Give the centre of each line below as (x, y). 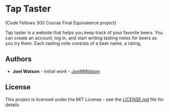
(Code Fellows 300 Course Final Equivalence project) (61, 23)
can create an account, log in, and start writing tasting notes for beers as (81, 38)
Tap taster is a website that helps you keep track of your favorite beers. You (84, 32)
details (12, 104)
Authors (18, 59)
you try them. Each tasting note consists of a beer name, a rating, (73, 43)
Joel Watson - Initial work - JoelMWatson (56, 71)
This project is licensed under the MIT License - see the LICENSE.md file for (85, 99)
